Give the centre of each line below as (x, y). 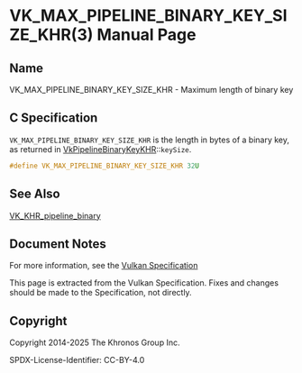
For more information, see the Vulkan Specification (104, 266)
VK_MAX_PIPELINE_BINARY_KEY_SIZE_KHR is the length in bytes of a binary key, (150, 140)
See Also (35, 194)
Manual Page (146, 35)
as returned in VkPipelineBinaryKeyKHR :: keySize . (101, 149)
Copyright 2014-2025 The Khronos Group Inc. (95, 342)
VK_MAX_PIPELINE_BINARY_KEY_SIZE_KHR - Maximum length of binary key (151, 90)
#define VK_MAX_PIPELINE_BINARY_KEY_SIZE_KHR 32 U (105, 166)
